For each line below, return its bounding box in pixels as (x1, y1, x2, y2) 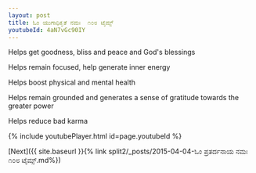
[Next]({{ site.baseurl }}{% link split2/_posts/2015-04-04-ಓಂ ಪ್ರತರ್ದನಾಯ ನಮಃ (8, 146, 248, 157)
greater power (8, 101, 54, 110)
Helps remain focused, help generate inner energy (8, 63, 171, 72)
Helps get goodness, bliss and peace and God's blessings (8, 48, 196, 57)
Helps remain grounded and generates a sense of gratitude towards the (8, 93, 240, 103)
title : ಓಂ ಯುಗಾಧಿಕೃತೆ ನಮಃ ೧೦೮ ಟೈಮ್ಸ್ (8, 19, 114, 27)
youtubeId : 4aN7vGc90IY (8, 26, 86, 34)
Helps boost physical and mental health (8, 77, 135, 87)
